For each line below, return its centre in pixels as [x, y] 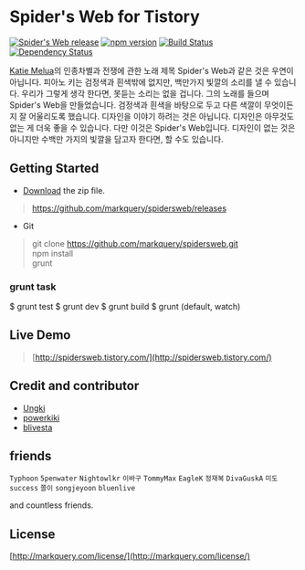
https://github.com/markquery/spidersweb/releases [129, 208]
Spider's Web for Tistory [105, 17]
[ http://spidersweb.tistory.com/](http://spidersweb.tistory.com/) [152, 357]
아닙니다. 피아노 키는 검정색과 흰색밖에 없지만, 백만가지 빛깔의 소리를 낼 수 [141, 82]
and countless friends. [52, 505]
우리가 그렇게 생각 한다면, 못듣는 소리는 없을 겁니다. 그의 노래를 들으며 [145, 93]
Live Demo [40, 335]
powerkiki [41, 417]
